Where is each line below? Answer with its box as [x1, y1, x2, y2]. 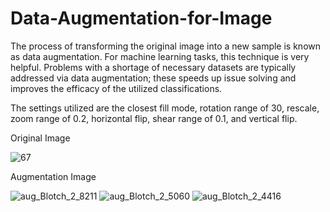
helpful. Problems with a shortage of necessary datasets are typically [10, 61, 297, 73]
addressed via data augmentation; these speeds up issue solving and [10, 72, 297, 84]
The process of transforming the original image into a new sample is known [10, 40, 322, 52]
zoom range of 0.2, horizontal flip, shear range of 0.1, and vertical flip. [10, 112, 298, 124]
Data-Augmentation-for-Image [10, 7, 273, 30]
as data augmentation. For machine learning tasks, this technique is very [10, 50, 310, 62]
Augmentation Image [10, 170, 97, 182]
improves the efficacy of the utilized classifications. [10, 82, 223, 94]
